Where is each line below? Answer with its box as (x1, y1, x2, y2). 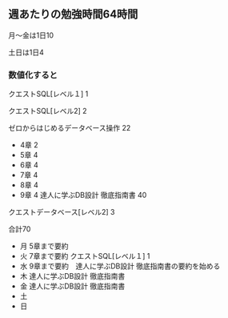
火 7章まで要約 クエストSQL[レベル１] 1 (19, 252, 150, 261)
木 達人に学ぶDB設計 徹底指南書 (19, 272, 126, 281)
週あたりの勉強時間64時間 (8, 7, 138, 22)
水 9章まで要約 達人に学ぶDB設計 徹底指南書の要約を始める (19, 261, 221, 271)
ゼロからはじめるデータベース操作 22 (8, 123, 131, 133)
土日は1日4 (8, 47, 44, 57)
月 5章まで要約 (19, 241, 70, 251)
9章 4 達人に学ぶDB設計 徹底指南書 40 (19, 191, 147, 200)
